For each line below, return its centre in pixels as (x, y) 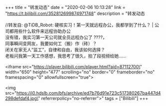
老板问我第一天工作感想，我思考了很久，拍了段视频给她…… (66, 56)
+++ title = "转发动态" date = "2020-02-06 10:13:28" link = (65, 7)
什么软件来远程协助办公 (46, 31)
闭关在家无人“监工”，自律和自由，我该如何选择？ (55, 50)
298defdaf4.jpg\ (22, 98)
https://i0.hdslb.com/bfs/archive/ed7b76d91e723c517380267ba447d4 (89, 93)
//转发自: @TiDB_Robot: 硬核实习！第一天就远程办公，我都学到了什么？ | (79, 25)
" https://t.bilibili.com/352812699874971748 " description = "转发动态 (75, 13)
